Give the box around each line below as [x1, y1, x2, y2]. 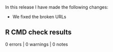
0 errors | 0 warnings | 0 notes [5, 41, 68, 47]
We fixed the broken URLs [12, 14, 66, 19]
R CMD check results [5, 28, 72, 37]
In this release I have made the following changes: [5, 4, 108, 10]
